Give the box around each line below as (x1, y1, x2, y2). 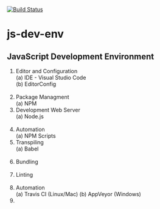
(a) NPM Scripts (15, 132, 57, 140)
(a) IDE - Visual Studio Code (15, 74, 86, 81)
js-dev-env (7, 27, 64, 41)
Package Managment (15, 93, 69, 101)
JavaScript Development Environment (7, 51, 155, 62)
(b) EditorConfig (15, 80, 57, 88)
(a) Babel (15, 145, 39, 152)
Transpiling (15, 139, 44, 146)
